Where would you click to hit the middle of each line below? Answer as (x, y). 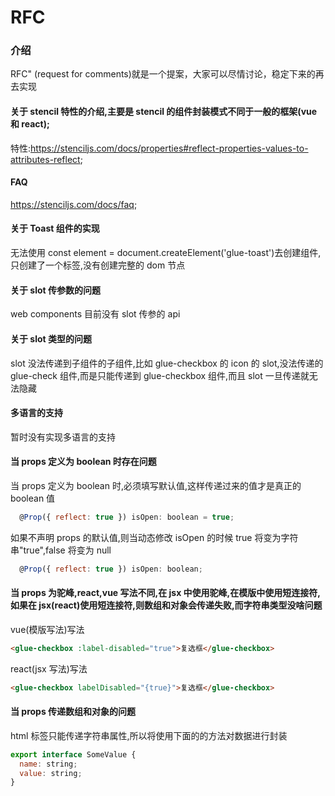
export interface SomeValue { (73, 754)
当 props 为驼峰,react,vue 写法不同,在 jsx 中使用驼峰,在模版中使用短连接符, (165, 593)
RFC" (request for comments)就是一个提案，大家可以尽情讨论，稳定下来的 (163, 74)
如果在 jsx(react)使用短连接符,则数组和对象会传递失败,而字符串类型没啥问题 (166, 605)
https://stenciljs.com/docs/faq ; (74, 204)
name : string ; (48, 764)
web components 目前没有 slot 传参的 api (95, 314)
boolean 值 (33, 498)
